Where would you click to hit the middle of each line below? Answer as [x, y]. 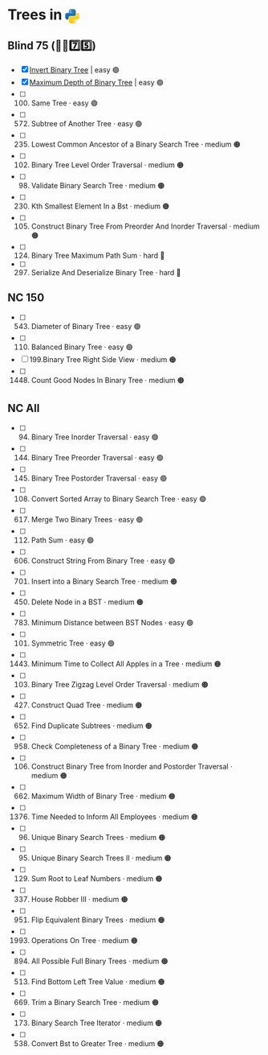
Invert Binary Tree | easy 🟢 [74, 70]
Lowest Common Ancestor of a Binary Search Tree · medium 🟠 [136, 144]
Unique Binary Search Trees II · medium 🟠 [101, 858]
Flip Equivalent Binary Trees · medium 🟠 [98, 920]
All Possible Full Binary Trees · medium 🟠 [100, 961]
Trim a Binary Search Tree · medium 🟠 [95, 1002]
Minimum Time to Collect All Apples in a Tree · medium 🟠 [126, 663]
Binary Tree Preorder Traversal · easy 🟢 [97, 457]
